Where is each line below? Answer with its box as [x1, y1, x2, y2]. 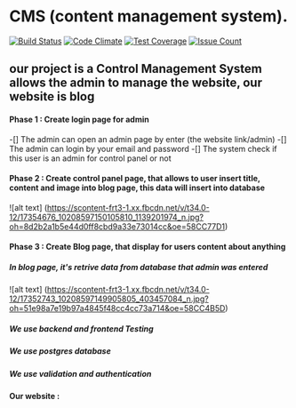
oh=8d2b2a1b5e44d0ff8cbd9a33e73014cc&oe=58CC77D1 [9, 220, 226, 232]
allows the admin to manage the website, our [9, 76, 262, 91]
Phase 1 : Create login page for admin [9, 114, 149, 124]
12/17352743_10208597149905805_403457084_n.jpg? [9, 293, 209, 304]
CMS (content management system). [9, 6, 288, 27]
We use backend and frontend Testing [9, 323, 154, 334]
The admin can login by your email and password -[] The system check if [9, 143, 277, 154]
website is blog [9, 89, 95, 104]
